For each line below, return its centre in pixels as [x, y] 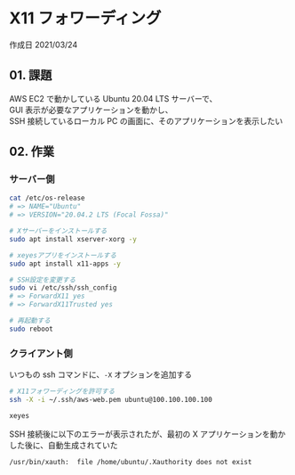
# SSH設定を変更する [43, 280]
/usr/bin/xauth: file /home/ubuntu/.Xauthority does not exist [131, 462]
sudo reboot [31, 329]
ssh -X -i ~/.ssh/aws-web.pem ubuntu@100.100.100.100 [111, 399]
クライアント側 [41, 353]
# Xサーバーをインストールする [58, 231]
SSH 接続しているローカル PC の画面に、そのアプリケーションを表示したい [146, 120]
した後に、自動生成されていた [64, 445]
